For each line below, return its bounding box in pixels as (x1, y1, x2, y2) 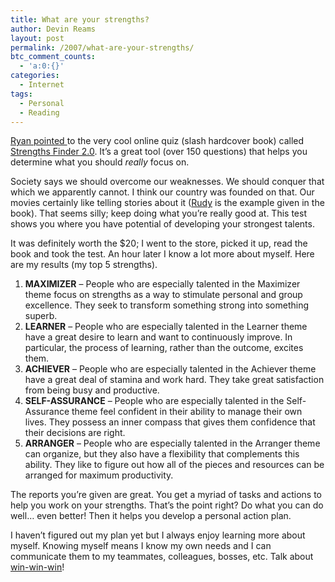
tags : (10, 89, 33, 99)
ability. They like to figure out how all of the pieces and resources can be (24, 459, 325, 471)
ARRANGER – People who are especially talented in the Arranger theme (24, 437, 321, 450)
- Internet (19, 80, 65, 90)
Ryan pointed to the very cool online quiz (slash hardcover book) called (10, 135, 305, 147)
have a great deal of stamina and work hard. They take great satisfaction (24, 374, 325, 386)
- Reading (19, 107, 60, 118)
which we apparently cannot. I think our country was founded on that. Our (10, 186, 315, 198)
